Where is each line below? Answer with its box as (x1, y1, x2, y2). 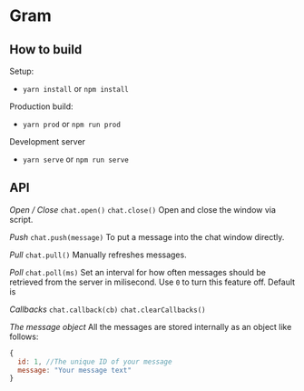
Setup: (9, 65, 34, 76)
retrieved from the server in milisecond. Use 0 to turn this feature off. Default (9, 276, 296, 287)
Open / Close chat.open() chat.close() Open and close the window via (9, 204, 277, 215)
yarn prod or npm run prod (22, 119, 121, 129)
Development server (9, 136, 86, 146)
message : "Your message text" (17, 366, 132, 375)
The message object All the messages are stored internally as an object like (9, 321, 292, 332)
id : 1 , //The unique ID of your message (17, 356, 172, 366)
